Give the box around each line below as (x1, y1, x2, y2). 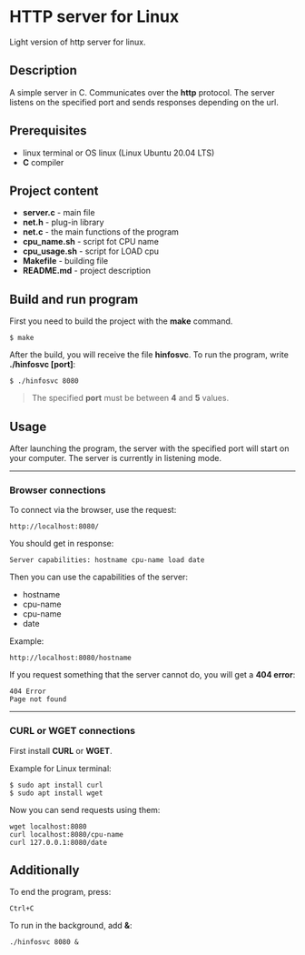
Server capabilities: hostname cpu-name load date (9, 556, 205, 565)
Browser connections (9, 484, 106, 497)
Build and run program (9, 291, 139, 307)
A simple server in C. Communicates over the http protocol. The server (9, 86, 275, 97)
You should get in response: (9, 538, 114, 549)
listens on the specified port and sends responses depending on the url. (9, 96, 279, 107)
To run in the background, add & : (9, 920, 133, 931)
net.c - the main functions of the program (22, 226, 180, 237)
